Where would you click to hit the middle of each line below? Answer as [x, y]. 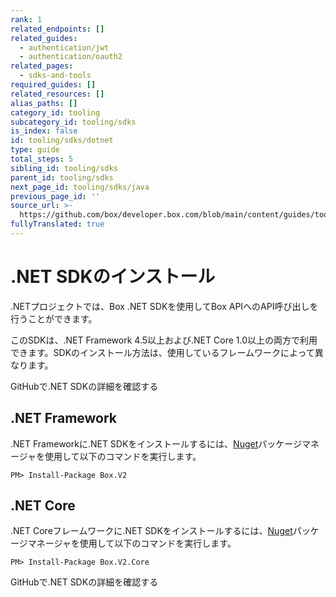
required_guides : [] [53, 85]
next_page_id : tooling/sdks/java [80, 187]
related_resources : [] [57, 94]
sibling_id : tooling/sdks [64, 168]
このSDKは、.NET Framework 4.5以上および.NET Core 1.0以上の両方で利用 [164, 340]
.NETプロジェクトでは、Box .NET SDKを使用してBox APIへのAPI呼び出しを [164, 306]
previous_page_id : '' [55, 196]
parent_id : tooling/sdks [62, 177]
